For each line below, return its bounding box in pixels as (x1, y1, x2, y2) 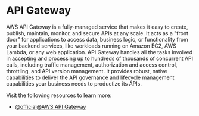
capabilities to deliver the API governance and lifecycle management (6, 74, 175, 81)
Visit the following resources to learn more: (6, 92, 112, 99)
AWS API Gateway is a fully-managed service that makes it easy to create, (6, 23, 189, 30)
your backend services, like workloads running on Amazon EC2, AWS (6, 42, 177, 49)
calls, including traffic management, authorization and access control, (6, 61, 178, 68)
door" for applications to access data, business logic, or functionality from (6, 36, 189, 43)
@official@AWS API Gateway (14, 103, 86, 110)
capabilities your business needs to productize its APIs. (6, 80, 142, 87)
